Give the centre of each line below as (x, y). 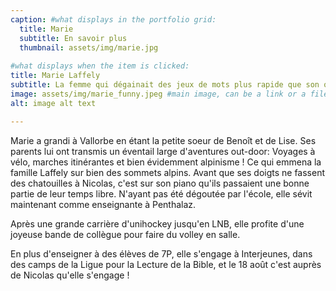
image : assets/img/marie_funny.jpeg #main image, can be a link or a (158, 94)
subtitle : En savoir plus (73, 38)
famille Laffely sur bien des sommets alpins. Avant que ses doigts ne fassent (168, 172)
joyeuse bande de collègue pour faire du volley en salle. (125, 234)
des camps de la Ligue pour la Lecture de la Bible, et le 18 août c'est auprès (166, 264)
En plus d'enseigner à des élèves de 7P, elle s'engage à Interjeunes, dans (161, 253)
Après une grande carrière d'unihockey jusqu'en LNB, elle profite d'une (157, 223)
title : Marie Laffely (55, 76)
